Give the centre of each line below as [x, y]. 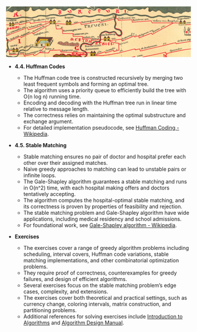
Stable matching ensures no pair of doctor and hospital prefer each [104, 157]
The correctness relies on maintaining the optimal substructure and [104, 115]
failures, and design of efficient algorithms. [75, 279]
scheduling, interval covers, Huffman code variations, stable [96, 254]
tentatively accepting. [50, 194]
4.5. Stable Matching [40, 145]
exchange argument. [48, 121]
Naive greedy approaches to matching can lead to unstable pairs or [105, 169]
